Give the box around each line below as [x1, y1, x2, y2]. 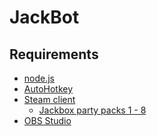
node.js [23, 72, 56, 84]
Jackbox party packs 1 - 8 [38, 104, 147, 116]
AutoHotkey [23, 83, 74, 95]
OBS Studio [23, 115, 72, 126]
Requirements [9, 46, 99, 63]
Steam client [23, 94, 76, 105]
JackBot [9, 6, 80, 29]
